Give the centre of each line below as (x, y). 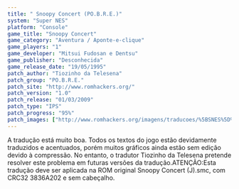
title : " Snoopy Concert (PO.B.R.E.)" (65, 14)
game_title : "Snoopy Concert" (52, 34)
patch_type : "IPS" (34, 107)
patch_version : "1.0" (39, 93)
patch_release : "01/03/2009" (51, 100)
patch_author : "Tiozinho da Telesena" (65, 73)
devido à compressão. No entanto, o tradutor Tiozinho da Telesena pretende (119, 155)
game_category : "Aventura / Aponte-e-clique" (76, 40)
